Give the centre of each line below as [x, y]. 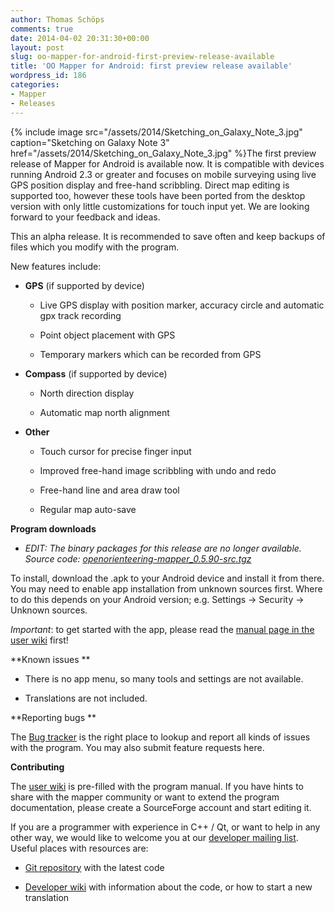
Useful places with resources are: [79, 848]
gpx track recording [80, 315]
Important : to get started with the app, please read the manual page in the [162, 629]
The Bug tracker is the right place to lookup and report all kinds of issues [160, 737]
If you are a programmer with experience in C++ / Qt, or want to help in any [165, 827]
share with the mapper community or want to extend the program [145, 797]
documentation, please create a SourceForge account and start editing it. [161, 807]
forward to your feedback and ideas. [85, 217]
